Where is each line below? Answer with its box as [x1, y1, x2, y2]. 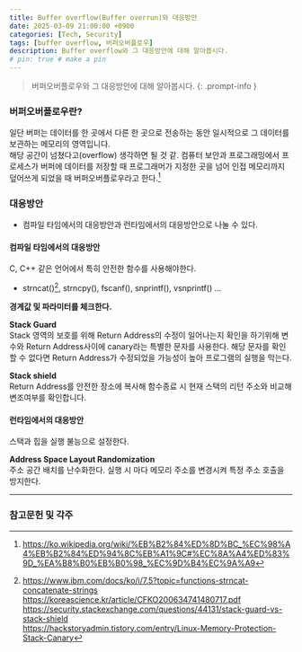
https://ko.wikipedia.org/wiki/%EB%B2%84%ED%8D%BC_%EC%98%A [22, 538, 291, 549]
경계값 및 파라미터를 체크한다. [9, 302, 112, 313]
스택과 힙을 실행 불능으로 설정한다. [9, 436, 129, 447]
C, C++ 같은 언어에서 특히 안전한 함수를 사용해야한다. [9, 263, 197, 274]
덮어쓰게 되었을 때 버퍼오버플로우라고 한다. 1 [9, 172, 162, 183]
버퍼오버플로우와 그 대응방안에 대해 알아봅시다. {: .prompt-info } [31, 81, 258, 91]
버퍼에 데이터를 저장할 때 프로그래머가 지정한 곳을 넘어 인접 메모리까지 [40, 161, 286, 172]
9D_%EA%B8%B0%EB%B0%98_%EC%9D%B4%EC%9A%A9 [22, 558, 256, 568]
